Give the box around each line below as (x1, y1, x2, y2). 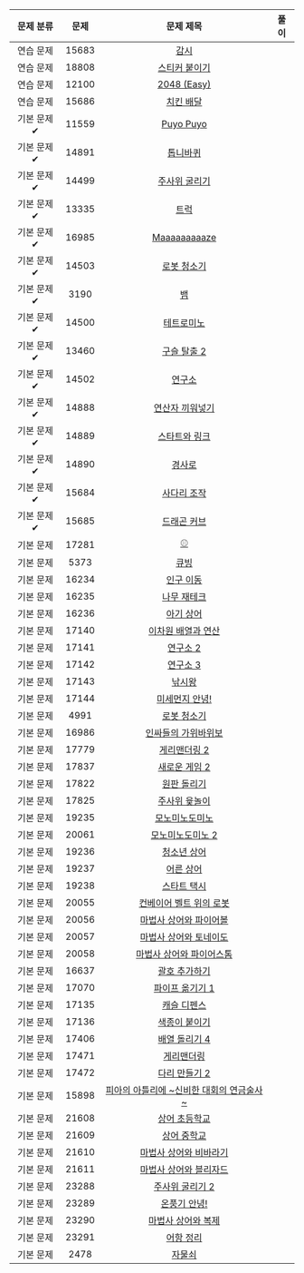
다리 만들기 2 (157, 1067, 211, 1079)
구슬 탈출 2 (161, 345, 206, 357)
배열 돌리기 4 (157, 1033, 211, 1045)
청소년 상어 (161, 846, 206, 858)
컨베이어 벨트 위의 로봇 (138, 897, 230, 909)
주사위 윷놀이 (157, 795, 211, 807)
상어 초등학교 (157, 1112, 211, 1124)
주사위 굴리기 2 (153, 1180, 215, 1192)
